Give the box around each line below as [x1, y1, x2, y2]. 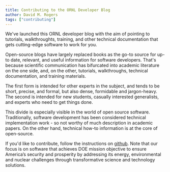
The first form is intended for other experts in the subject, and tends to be [5, 83, 160, 89]
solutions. [5, 162, 26, 168]
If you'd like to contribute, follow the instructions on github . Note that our [5, 140, 158, 147]
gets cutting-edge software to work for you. [5, 42, 97, 48]
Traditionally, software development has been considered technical [5, 114, 146, 121]
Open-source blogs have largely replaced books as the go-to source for [5, 51, 156, 58]
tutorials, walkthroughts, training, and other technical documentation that [5, 36, 158, 42]
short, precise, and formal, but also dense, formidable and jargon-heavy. [5, 89, 158, 95]
